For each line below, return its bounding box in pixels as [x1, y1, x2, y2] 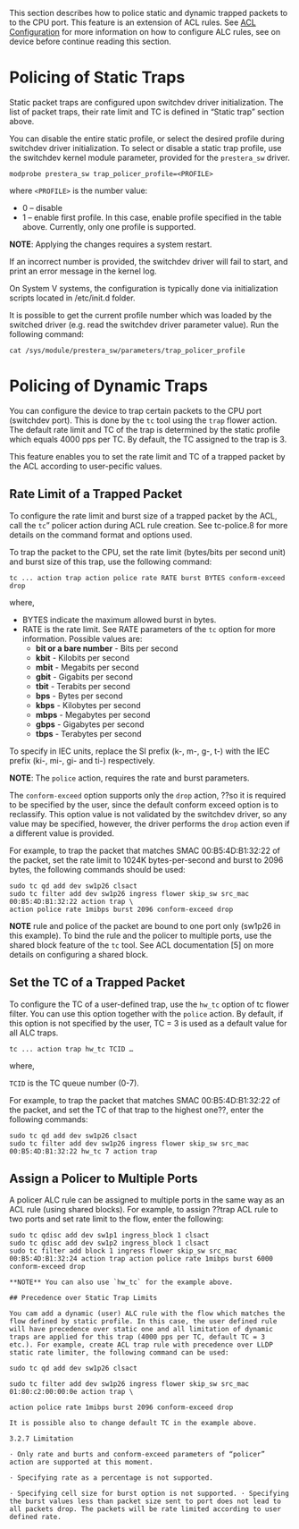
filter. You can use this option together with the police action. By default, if [9, 1008, 284, 1018]
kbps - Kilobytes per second [35, 699, 141, 710]
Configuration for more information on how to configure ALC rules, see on [9, 27, 281, 37]
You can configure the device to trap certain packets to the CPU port [9, 405, 262, 416]
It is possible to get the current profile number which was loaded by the [9, 309, 272, 320]
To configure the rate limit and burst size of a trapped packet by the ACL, [9, 510, 278, 521]
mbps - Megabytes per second [35, 709, 151, 720]
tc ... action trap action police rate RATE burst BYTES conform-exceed [9, 573, 286, 582]
